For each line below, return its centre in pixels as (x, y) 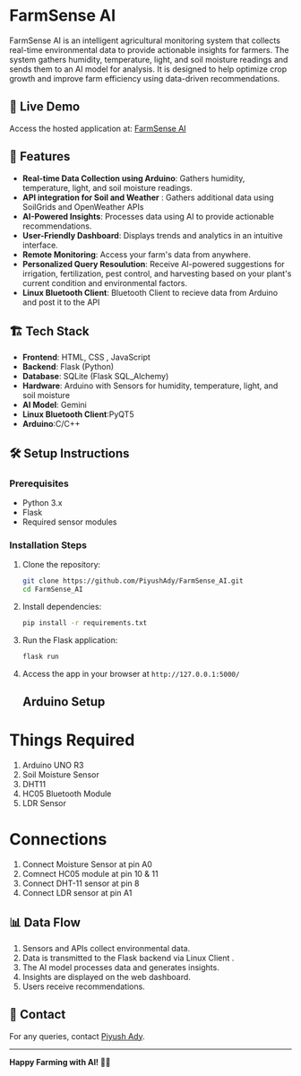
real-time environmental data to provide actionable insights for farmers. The (149, 49)
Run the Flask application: (70, 640)
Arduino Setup (64, 702)
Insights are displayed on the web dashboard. (106, 976)
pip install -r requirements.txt (85, 623)
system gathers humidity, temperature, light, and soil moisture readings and (149, 59)
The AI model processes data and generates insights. (120, 967)
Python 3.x (42, 503)
